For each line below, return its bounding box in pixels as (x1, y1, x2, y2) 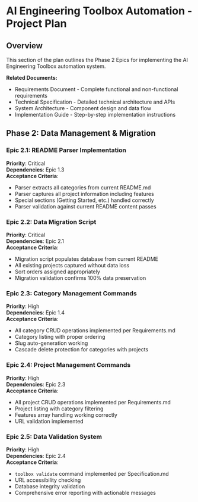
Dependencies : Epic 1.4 (6, 309, 65, 316)
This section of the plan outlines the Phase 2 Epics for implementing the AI (6, 57, 189, 63)
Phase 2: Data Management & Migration (6, 128, 156, 138)
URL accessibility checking (14, 476, 81, 484)
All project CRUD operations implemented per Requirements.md (14, 398, 171, 406)
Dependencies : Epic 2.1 (6, 237, 64, 245)
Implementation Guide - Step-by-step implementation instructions (14, 111, 176, 118)
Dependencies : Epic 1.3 (6, 166, 65, 173)
